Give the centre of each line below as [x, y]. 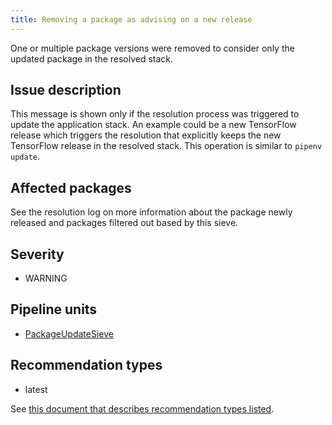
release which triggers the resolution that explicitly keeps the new [146, 135]
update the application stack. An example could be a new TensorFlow [153, 125]
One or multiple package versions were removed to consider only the [152, 48]
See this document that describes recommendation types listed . [142, 408]
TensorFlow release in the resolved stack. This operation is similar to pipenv [166, 146]
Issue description [66, 90]
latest [36, 389]
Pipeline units [54, 309]
